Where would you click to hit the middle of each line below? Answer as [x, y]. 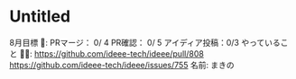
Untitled [40, 17]
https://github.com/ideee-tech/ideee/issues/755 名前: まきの [122, 65]
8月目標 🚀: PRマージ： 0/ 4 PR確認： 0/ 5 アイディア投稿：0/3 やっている [145, 42]
